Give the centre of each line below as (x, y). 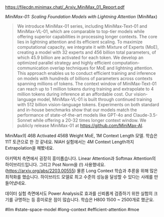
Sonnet (24, 120)
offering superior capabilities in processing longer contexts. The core (87, 37)
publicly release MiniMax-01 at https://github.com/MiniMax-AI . (80, 125)
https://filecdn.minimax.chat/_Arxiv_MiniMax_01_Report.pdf (65, 7)
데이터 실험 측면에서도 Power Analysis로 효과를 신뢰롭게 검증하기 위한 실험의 (79, 193)
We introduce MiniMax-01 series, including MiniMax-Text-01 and (82, 26)
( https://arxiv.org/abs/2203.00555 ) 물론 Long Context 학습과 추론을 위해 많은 (82, 171)
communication (33, 68)
